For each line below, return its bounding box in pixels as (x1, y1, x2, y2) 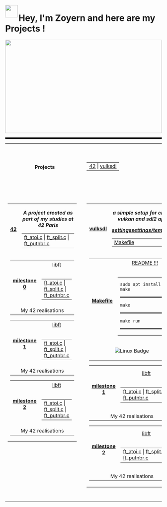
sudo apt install (120, 282, 161, 287)
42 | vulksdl (89, 163, 117, 170)
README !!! (131, 259, 158, 266)
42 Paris (37, 222, 59, 229)
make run (120, 318, 141, 324)
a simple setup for (112, 209, 157, 216)
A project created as (23, 209, 73, 216)
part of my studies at (22, 215, 74, 222)
